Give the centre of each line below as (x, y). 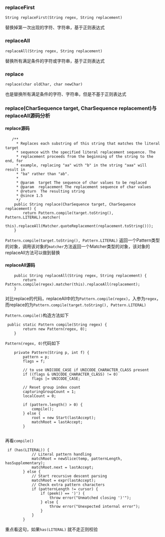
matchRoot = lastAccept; (57, 422)
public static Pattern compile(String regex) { (57, 325)
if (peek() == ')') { (62, 494)
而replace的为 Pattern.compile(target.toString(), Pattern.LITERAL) (76, 305)
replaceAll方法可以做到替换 (33, 253)
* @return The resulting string (50, 192)
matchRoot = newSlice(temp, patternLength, (77, 459)
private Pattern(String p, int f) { (52, 353)
